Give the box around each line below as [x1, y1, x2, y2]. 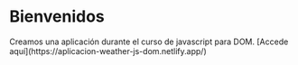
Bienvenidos [9, 6, 106, 27]
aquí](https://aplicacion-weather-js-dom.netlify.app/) [9, 45, 207, 56]
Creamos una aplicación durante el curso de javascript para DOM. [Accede [9, 36, 289, 47]
